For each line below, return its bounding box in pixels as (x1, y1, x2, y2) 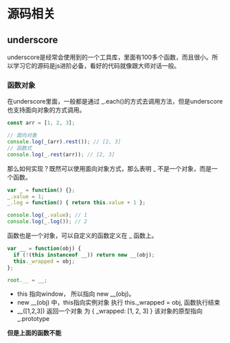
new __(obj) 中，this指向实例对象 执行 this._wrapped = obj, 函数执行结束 (16, 298, 220, 307)
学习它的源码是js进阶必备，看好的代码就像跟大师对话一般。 (12, 62, 181, 69)
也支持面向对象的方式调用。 (7, 106, 86, 114)
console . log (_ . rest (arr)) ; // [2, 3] (7, 151, 115, 158)
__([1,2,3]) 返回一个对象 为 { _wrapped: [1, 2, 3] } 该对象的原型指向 (16, 307, 203, 316)
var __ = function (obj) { (7, 245, 81, 252)
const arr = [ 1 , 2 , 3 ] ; (7, 119, 76, 127)
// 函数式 (7, 145, 32, 152)
